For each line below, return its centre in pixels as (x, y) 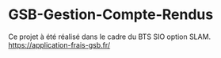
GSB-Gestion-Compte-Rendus (111, 15)
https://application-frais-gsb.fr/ (59, 44)
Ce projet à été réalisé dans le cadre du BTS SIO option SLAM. (110, 37)
